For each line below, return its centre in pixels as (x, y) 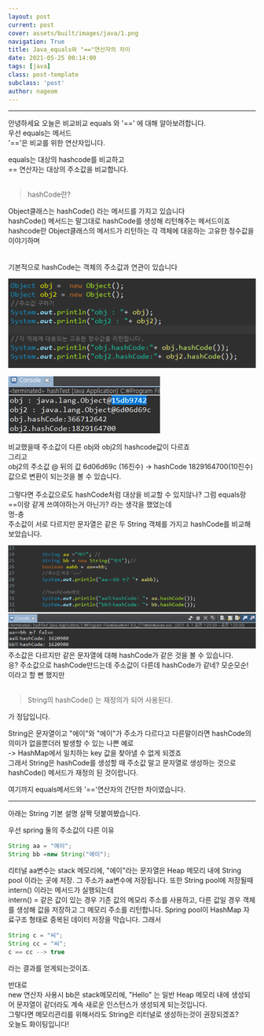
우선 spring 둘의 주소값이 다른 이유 (61, 830)
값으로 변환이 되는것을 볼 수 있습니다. (65, 476)
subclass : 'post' (37, 83)
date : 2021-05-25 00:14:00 (52, 58)
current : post (31, 25)
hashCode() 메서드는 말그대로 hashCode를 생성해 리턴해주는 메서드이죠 (119, 221)
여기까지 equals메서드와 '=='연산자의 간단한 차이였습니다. (97, 789)
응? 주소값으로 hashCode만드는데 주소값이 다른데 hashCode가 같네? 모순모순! (128, 665)
